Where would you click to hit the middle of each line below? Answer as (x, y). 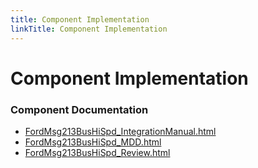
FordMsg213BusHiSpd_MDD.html (93, 142)
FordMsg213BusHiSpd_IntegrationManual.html (120, 131)
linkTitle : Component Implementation (89, 29)
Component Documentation (79, 109)
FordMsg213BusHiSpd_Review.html (97, 152)
